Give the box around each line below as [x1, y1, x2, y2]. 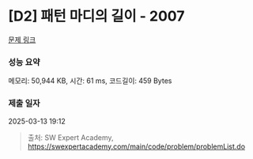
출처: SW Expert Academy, [27, 132, 114, 142]
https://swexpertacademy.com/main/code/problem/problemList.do [27, 142, 246, 151]
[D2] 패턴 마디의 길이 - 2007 [8, 7, 185, 25]
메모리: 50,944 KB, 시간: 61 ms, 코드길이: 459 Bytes [8, 76, 172, 85]
